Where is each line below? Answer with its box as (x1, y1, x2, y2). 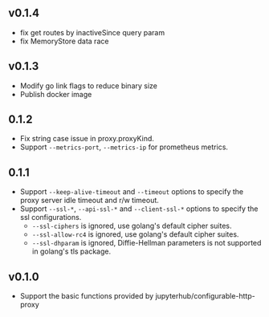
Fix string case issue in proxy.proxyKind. (19, 134, 155, 144)
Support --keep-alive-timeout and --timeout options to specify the (19, 187, 243, 197)
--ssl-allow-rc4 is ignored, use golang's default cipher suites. (31, 230, 239, 239)
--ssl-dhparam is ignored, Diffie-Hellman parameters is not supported (31, 238, 262, 248)
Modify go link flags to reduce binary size (19, 80, 158, 91)
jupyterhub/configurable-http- (155, 291, 255, 301)
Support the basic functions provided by (19, 291, 154, 301)
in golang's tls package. (31, 246, 111, 256)
